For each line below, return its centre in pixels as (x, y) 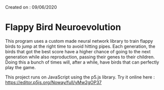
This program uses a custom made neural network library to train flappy (79, 41)
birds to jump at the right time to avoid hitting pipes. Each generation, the (80, 46)
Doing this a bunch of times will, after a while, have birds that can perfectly (82, 62)
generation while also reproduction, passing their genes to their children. (80, 57)
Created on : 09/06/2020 (31, 7)
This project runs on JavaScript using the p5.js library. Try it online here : (80, 77)
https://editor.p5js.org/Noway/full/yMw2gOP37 (53, 82)
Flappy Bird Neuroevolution (63, 27)
